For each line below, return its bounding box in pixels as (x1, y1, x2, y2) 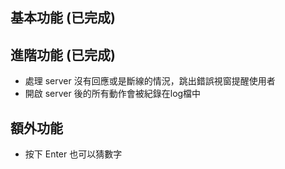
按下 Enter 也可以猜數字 (24, 148, 123, 160)
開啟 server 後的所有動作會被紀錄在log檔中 (24, 88, 202, 100)
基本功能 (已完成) (10, 9, 116, 27)
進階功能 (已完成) (10, 46, 116, 63)
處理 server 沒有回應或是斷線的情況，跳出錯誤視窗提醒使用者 (24, 75, 276, 87)
